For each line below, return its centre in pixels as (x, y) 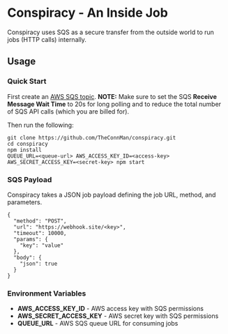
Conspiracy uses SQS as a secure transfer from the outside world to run (111, 32)
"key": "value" (42, 245)
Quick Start (27, 82)
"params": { (31, 239)
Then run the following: (41, 125)
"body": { (28, 257)
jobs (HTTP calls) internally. (47, 39)
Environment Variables (47, 293)
